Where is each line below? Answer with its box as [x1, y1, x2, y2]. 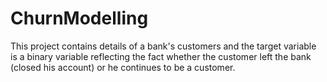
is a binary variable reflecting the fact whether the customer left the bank [10, 50, 312, 62]
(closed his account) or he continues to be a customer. [10, 61, 236, 73]
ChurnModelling [10, 7, 149, 30]
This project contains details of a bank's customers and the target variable [10, 40, 317, 52]
